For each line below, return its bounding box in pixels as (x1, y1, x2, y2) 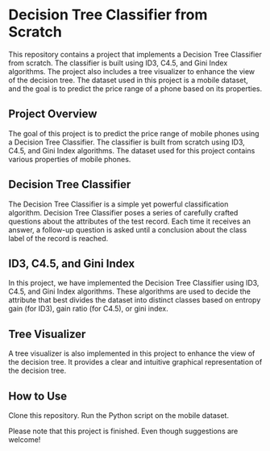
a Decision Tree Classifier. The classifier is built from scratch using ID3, (8, 137, 246, 147)
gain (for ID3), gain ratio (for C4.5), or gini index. (8, 304, 169, 314)
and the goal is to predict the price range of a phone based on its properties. (8, 83, 263, 94)
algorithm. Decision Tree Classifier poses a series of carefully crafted (8, 207, 239, 217)
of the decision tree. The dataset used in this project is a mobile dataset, (8, 75, 248, 85)
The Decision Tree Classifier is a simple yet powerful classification (8, 199, 229, 209)
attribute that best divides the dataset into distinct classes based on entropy (8, 295, 261, 305)
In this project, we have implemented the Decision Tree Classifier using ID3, (8, 278, 260, 288)
